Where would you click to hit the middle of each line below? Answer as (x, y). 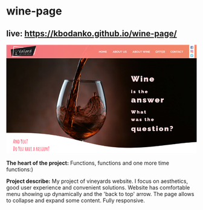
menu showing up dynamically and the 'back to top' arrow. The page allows (100, 194)
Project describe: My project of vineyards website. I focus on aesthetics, (97, 181)
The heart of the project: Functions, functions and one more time (88, 163)
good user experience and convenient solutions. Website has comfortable (98, 188)
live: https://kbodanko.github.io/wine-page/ (92, 34)
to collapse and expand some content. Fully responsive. (76, 200)
